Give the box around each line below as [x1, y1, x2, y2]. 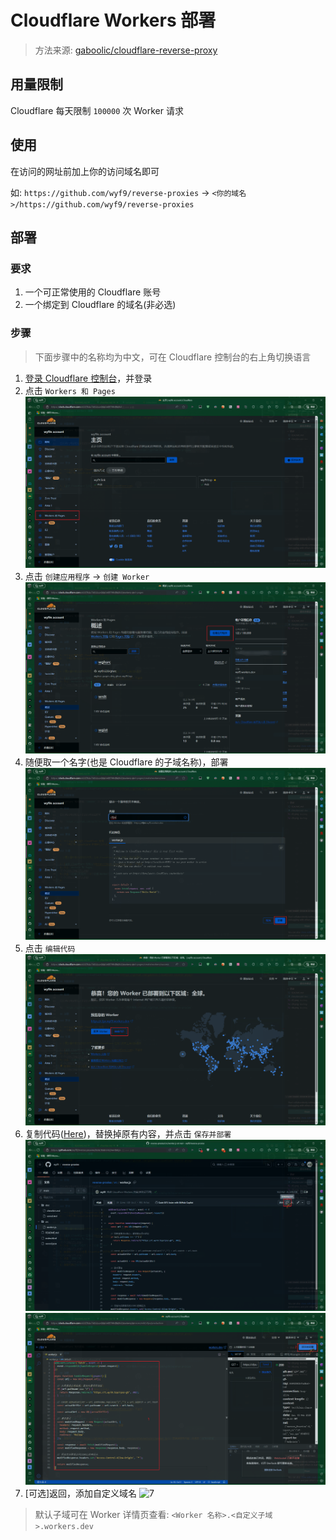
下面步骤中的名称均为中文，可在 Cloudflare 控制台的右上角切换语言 [34, 351, 312, 363]
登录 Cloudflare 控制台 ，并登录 [24, 372, 153, 384]
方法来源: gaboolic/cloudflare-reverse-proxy [34, 44, 218, 56]
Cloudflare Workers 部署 [10, 9, 217, 32]
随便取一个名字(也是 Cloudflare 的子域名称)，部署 [24, 756, 229, 768]
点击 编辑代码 [24, 942, 76, 954]
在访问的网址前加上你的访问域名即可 [10, 165, 160, 177]
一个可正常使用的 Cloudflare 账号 [24, 286, 162, 298]
